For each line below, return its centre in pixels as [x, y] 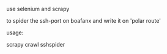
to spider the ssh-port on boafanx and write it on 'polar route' [83, 21]
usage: [15, 33]
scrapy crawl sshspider [36, 44]
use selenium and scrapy [38, 9]
